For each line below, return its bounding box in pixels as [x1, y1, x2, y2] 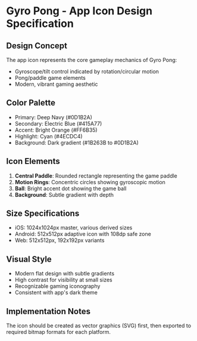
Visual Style [6, 254, 52, 264]
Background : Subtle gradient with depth [14, 191, 114, 198]
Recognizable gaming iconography [14, 283, 101, 290]
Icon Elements [6, 156, 61, 166]
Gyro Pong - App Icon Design [6, 4, 153, 18]
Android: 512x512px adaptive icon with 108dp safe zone [14, 231, 152, 238]
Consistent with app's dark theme [14, 289, 98, 296]
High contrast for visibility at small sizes [14, 276, 112, 284]
